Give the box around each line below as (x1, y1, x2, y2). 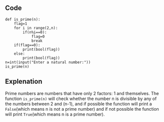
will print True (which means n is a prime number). (5, 111, 105, 117)
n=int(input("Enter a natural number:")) (5, 60, 91, 65)
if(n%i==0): (23, 29, 47, 35)
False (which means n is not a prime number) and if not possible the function (5, 106, 159, 112)
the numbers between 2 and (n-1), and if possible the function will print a (5, 100, 152, 107)
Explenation (5, 77, 43, 86)
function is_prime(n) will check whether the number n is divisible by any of (5, 96, 157, 101)
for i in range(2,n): (14, 25, 58, 30)
